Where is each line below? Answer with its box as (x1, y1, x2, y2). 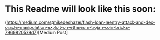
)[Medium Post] (36, 29, 68, 35)
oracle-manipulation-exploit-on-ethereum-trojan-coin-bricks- (5, 24, 130, 30)
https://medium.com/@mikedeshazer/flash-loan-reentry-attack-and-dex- (6, 19, 156, 25)
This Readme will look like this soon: (5, 3, 156, 14)
